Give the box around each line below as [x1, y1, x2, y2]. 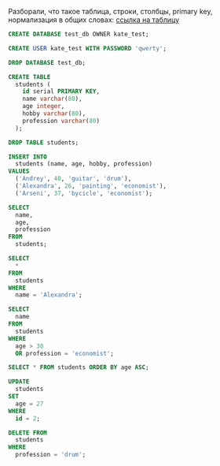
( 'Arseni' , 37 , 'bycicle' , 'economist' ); [15, 189, 153, 197]
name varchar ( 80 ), [22, 95, 82, 103]
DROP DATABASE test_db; [8, 58, 86, 66]
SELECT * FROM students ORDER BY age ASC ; [8, 363, 149, 371]
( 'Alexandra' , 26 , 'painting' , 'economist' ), [15, 182, 167, 190]
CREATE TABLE [8, 73, 51, 81]
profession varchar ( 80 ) [22, 117, 101, 125]
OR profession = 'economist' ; [15, 349, 114, 357]
